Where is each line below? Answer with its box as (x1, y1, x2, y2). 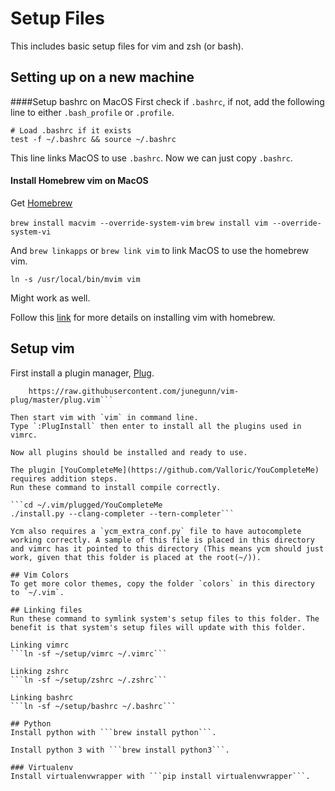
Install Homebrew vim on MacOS (10, 175, 149, 187)
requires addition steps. (10, 473, 118, 484)
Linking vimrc (10, 640, 70, 650)
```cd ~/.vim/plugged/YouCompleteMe (10, 500, 163, 510)
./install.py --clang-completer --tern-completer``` (10, 508, 235, 519)
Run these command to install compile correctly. (10, 482, 222, 492)
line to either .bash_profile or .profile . (10, 106, 175, 118)
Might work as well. (10, 292, 91, 304)
